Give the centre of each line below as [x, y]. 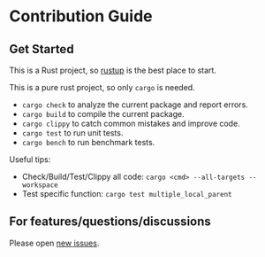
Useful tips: [30, 160]
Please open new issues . [54, 243]
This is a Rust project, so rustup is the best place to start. [113, 70]
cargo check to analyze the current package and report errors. [135, 105]
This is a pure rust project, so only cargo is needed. [102, 87]
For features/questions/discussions [110, 222]
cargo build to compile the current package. [103, 114]
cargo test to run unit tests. [72, 133]
